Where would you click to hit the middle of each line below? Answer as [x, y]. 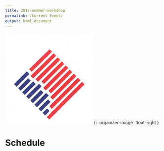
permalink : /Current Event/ [34, 16]
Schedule [25, 143]
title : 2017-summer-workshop [35, 10]
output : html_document [28, 21]
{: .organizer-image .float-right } [127, 123]
